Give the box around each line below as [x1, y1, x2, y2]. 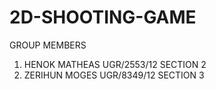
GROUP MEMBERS [9, 39, 87, 51]
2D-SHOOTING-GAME [9, 6, 197, 29]
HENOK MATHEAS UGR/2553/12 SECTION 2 [23, 58, 207, 70]
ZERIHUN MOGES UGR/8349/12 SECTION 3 [23, 69, 205, 81]
